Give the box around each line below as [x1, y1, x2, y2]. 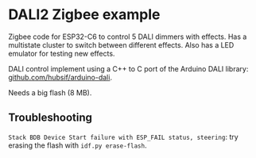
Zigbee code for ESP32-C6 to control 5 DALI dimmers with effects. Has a [8, 32, 247, 41]
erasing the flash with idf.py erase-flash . [8, 141, 147, 150]
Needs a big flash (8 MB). [8, 87, 92, 97]
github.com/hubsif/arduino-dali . [8, 72, 113, 82]
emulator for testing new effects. [8, 48, 115, 58]
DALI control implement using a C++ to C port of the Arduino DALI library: [8, 64, 249, 73]
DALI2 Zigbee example [8, 6, 161, 24]
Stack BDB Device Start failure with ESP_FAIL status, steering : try [8, 132, 239, 141]
